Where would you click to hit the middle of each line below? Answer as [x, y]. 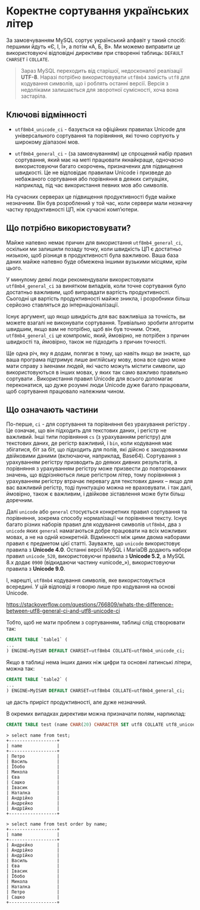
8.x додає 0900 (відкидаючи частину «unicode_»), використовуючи [91, 562]
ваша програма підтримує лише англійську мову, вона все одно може [96, 360]
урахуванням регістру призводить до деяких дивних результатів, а [92, 462]
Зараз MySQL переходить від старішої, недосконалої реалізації [101, 70]
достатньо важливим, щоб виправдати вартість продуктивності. [88, 292]
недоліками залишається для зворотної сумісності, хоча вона [100, 89]
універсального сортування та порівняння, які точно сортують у [97, 135]
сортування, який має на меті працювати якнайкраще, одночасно [99, 160]
